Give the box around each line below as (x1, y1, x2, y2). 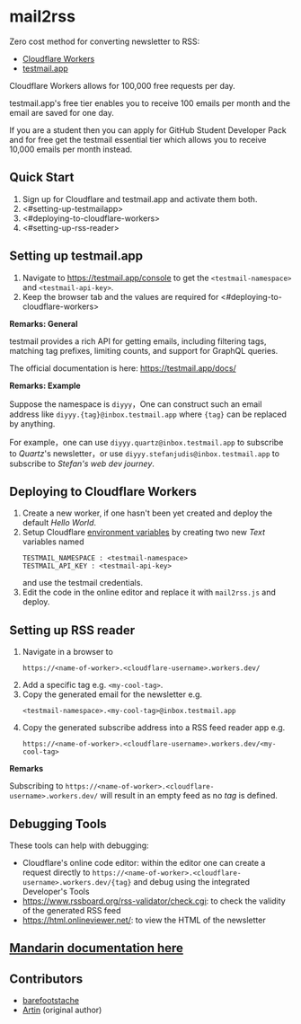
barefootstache (22, 995, 79, 1006)
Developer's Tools (22, 887, 90, 896)
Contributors (9, 971, 84, 986)
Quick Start (9, 170, 75, 185)
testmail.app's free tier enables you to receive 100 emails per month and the (9, 97, 290, 109)
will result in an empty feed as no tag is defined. (100, 790, 279, 801)
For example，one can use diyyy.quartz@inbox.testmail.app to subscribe (9, 437, 284, 447)
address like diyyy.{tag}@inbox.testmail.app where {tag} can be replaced (9, 409, 288, 419)
